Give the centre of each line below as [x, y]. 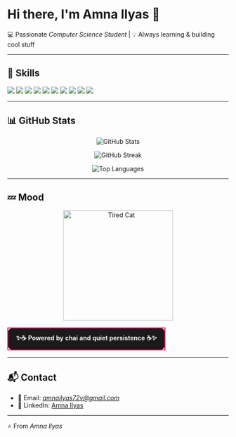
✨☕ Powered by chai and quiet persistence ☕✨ [87, 338]
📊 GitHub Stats [41, 121]
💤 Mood [26, 197]
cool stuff [21, 44]
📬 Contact [32, 377]
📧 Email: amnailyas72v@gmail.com [68, 398]
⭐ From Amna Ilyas [35, 426]
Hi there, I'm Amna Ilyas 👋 [84, 14]
